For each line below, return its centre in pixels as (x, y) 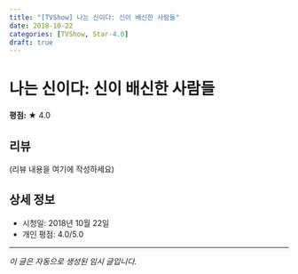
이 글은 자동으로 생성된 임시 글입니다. (73, 261)
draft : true (31, 42)
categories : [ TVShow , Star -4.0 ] (69, 34)
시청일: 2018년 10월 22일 (66, 222)
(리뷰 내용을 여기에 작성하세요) (62, 169)
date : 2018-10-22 (41, 26)
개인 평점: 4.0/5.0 (53, 234)
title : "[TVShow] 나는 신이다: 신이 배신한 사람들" (94, 17)
